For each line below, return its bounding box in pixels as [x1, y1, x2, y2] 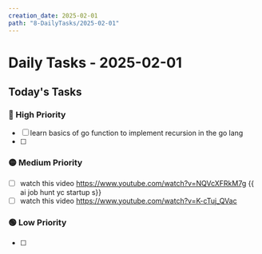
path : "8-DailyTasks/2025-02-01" [8, 19, 120, 27]
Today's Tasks [8, 85, 82, 99]
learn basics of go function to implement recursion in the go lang [30, 129, 244, 138]
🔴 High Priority [8, 109, 66, 120]
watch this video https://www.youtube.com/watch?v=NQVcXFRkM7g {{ [19, 178, 255, 188]
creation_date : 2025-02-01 [8, 11, 98, 20]
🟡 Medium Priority [8, 157, 83, 169]
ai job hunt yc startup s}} [19, 187, 102, 196]
